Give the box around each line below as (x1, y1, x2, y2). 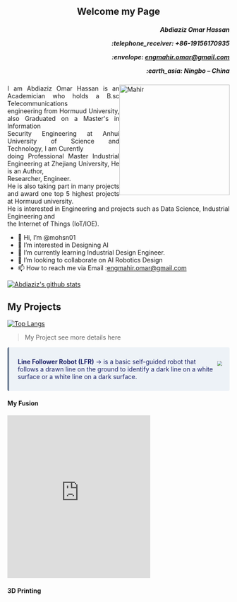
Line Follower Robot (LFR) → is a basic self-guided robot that (17, 357, 196, 366)
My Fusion (7, 399, 39, 407)
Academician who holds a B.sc (7, 92, 120, 100)
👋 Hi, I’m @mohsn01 (17, 233, 76, 242)
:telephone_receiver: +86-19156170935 (111, 39, 230, 47)
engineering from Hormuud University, (7, 107, 120, 115)
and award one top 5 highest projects (7, 190, 120, 198)
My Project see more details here (24, 333, 121, 342)
